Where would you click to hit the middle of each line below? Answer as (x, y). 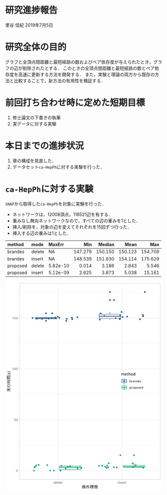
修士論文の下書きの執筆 (36, 117)
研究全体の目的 (36, 47)
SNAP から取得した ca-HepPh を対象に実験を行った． (56, 203)
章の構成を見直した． (34, 160)
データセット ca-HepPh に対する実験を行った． (59, 167)
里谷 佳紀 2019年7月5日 (29, 25)
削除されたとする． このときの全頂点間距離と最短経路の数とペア (88, 68)
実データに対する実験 (34, 123)
